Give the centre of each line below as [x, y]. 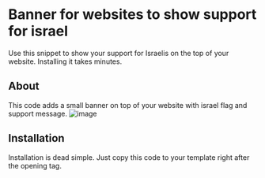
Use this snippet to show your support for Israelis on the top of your [119, 53]
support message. [38, 113]
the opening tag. [35, 165]
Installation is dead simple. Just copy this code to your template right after [129, 157]
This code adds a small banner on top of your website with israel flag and [128, 105]
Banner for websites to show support [132, 15]
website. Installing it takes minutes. [65, 61]
